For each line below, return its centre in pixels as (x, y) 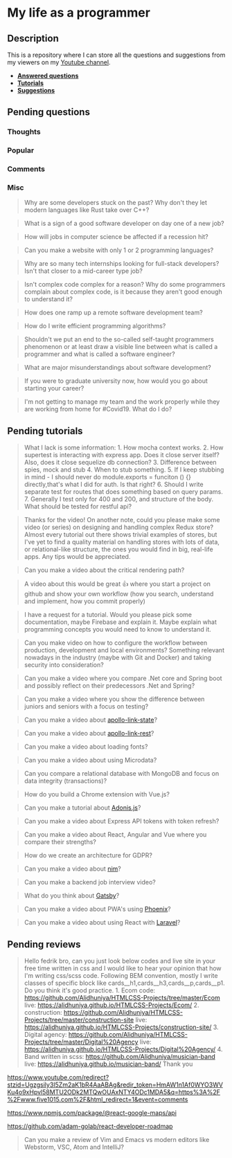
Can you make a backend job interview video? (90, 882)
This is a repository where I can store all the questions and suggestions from (116, 55)
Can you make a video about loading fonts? (86, 747)
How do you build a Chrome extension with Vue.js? (97, 794)
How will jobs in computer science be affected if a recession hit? (116, 237)
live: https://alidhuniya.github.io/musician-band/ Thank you (108, 1064)
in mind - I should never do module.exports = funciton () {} (108, 477)
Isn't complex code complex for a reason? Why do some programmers (125, 285)
